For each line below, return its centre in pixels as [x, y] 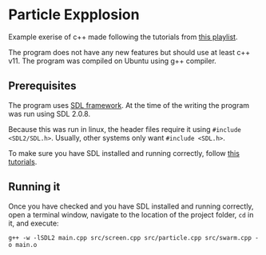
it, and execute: [34, 223]
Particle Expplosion [74, 15]
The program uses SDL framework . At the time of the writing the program [129, 105]
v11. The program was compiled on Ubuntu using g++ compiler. [113, 61]
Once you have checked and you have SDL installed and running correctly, [131, 206]
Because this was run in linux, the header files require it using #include [125, 129]
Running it [34, 187]
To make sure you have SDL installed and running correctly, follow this [124, 153]
